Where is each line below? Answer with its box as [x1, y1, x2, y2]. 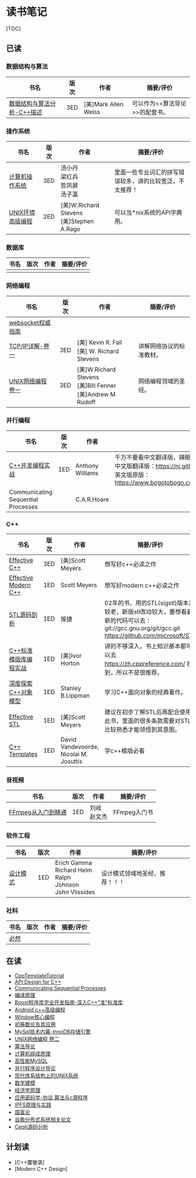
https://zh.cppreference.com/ [104, 660, 185, 668]
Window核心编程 [14, 1013, 55, 1021]
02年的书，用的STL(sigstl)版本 [104, 599, 189, 607]
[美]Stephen [60, 217, 94, 225]
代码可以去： [116, 617, 152, 625]
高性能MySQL [14, 1057, 48, 1064]
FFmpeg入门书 [113, 809, 153, 817]
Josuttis [60, 758, 83, 766]
